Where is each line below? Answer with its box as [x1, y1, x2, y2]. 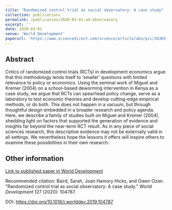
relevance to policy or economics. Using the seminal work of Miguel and [5, 79, 158, 86]
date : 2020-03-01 [5, 27, 42, 32]
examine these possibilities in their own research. [5, 139, 110, 145]
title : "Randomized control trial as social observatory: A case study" [5, 7, 164, 13]
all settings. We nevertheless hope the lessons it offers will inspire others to [5, 134, 165, 140]
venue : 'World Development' [5, 31, 66, 36]
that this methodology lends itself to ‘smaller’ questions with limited [5, 74, 147, 80]
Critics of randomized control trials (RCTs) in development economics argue [5, 69, 166, 75]
